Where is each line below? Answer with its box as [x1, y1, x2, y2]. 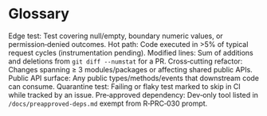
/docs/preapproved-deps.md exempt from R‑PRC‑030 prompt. [8, 99, 208, 108]
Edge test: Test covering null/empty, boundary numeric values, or [8, 31, 223, 41]
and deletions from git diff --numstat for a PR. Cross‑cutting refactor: [8, 56, 243, 66]
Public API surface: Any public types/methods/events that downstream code [8, 73, 260, 83]
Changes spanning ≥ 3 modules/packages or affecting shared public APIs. [8, 64, 253, 74]
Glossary [8, 5, 70, 23]
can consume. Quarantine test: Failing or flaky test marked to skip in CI [8, 81, 241, 91]
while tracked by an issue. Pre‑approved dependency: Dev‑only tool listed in [8, 90, 259, 99]
